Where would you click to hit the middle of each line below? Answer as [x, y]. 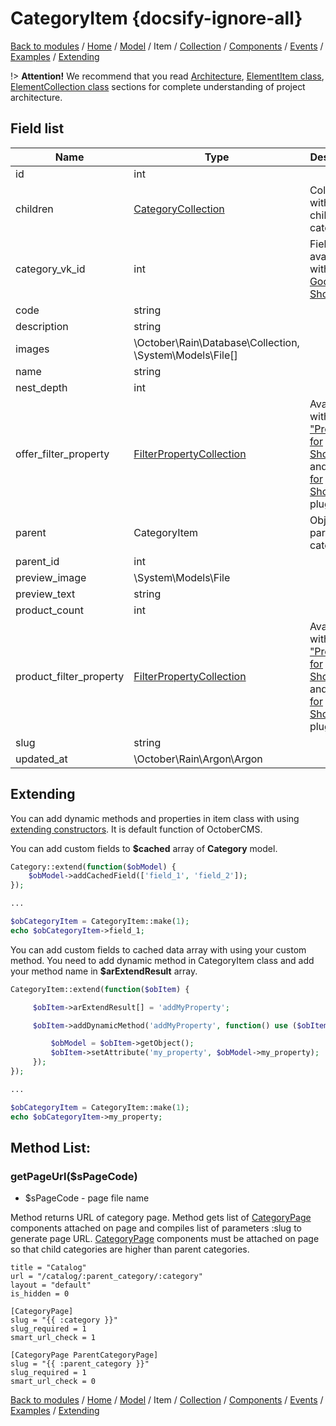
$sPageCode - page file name [87, 1198]
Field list [37, 128]
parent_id [37, 561]
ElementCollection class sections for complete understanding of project [158, 86]
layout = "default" [51, 1285]
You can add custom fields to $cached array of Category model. [144, 848]
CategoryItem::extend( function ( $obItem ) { [100, 989]
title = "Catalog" [48, 1268]
